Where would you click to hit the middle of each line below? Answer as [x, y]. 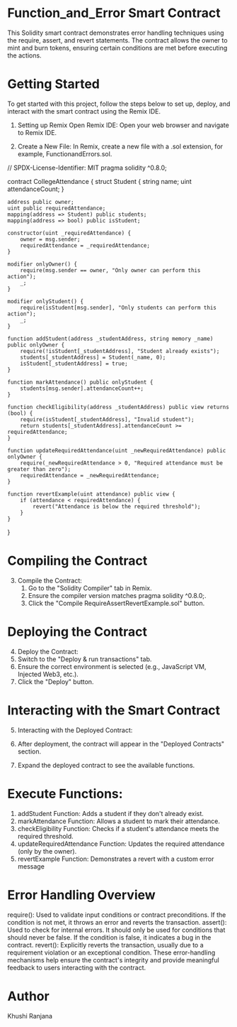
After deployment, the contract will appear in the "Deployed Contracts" [121, 744]
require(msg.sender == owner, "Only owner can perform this [110, 270]
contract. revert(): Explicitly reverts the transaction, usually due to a [105, 945]
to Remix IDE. [37, 132]
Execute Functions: [65, 794]
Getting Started [54, 84]
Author [28, 996]
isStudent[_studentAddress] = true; [74, 364]
